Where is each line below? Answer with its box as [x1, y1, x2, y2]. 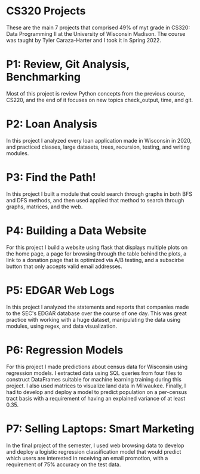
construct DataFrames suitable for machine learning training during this [6, 375, 182, 383]
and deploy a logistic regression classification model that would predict [6, 448, 181, 455]
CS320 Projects [6, 4, 86, 18]
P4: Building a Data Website [6, 224, 147, 237]
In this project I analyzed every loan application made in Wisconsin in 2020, [6, 137, 192, 144]
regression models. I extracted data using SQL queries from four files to [6, 369, 183, 377]
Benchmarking [6, 70, 81, 84]
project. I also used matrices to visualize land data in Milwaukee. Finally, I [6, 382, 186, 389]
